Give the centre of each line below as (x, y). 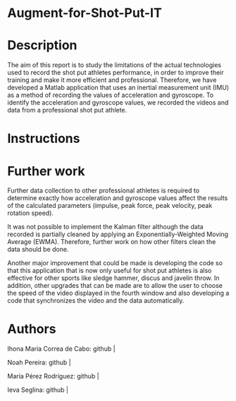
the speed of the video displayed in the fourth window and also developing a (118, 293)
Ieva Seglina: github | (38, 390)
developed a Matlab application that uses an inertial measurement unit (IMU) (118, 88)
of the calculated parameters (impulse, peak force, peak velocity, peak (110, 206)
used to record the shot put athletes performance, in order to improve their (116, 73)
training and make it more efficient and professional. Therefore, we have (112, 80)
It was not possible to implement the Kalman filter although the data (105, 227)
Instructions (44, 139)
